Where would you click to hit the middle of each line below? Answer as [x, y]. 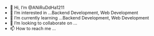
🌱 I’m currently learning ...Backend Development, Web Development [79, 18]
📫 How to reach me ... [33, 28]
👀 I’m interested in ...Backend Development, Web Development [74, 13]
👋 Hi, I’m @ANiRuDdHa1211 [37, 8]
